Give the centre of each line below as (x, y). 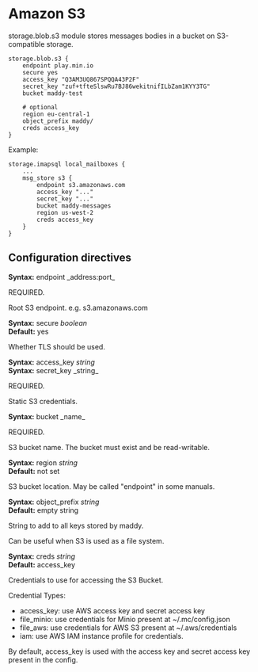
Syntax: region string (43, 462)
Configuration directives (70, 258)
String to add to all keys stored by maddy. (76, 525)
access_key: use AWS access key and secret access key (112, 610)
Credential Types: (37, 595)
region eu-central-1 (56, 114)
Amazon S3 (47, 14)
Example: (23, 149)
